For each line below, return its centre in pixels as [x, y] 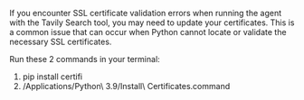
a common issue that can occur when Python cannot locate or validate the [148, 32]
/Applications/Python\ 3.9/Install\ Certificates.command [126, 86]
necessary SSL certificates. [61, 41]
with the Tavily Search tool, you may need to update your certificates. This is [152, 23]
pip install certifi [52, 77]
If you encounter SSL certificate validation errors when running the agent [146, 13]
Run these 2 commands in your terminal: [85, 59]
